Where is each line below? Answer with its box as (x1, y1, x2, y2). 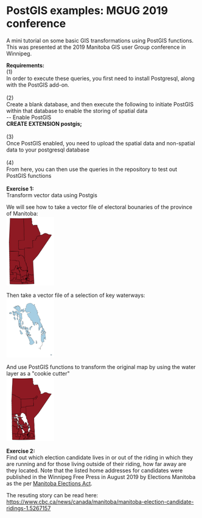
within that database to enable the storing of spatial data (6, 107, 148, 114)
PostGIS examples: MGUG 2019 (6, 4, 169, 18)
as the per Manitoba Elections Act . (6, 480, 92, 487)
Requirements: (6, 62, 44, 69)
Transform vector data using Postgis (6, 191, 97, 199)
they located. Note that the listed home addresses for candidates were (6, 467, 183, 474)
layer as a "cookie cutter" (6, 370, 70, 377)
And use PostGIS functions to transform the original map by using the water (6, 363, 196, 370)
